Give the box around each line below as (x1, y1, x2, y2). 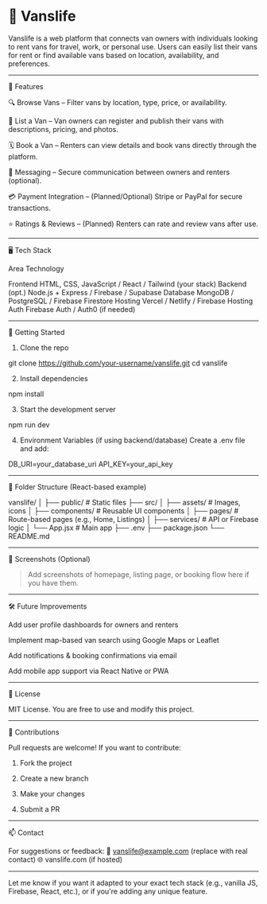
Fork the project (19, 758, 73, 767)
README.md (8, 531, 50, 540)
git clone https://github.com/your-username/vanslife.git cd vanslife (8, 358, 228, 368)
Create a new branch (19, 773, 89, 783)
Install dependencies (19, 373, 89, 383)
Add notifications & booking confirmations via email (8, 650, 177, 660)
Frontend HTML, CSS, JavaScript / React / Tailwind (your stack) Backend (8, 279, 247, 289)
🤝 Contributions (8, 727, 60, 737)
